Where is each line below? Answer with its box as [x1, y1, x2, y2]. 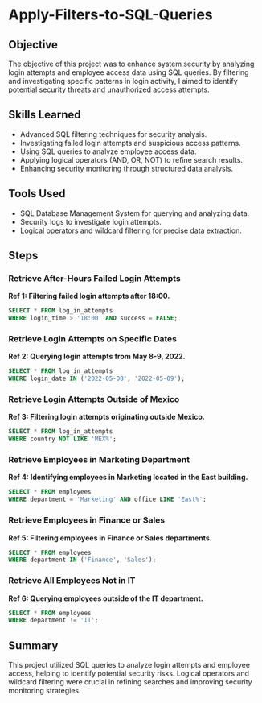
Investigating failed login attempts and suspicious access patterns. [19, 138, 241, 147]
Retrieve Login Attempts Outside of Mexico [8, 394, 180, 405]
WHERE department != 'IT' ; [8, 616, 99, 625]
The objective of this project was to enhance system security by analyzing [8, 59, 255, 68]
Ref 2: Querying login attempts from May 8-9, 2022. [8, 352, 186, 362]
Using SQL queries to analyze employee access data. [19, 147, 197, 156]
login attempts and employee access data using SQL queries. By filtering [8, 68, 249, 77]
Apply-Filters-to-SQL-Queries [8, 6, 213, 24]
